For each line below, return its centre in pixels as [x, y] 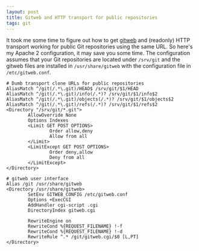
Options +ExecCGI [49, 200]
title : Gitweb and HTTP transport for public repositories [82, 18]
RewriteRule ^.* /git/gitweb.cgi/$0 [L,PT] [83, 237]
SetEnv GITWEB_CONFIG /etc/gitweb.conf [78, 195]
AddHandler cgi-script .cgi [63, 205]
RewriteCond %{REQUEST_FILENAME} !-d [75, 232]
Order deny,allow [71, 152]
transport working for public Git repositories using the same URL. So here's [99, 47]
